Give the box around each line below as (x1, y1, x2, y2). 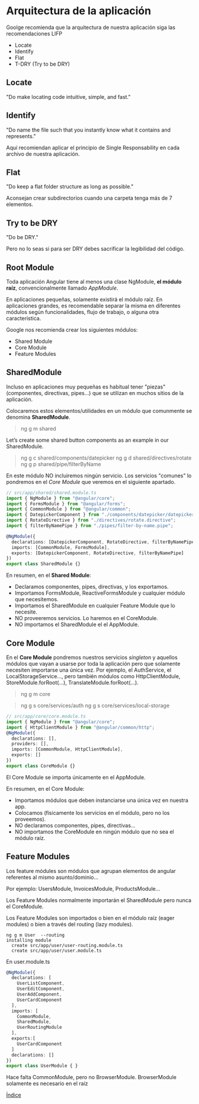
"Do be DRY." (6, 234, 38, 241)
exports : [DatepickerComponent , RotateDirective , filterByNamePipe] (11, 550, 184, 556)
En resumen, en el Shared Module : (6, 572, 92, 579)
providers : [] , (11, 741, 49, 747)
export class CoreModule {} (6, 763, 76, 769)
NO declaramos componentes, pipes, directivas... (14, 821, 136, 829)
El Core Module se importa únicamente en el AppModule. (6, 774, 146, 781)
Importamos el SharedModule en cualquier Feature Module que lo (14, 602, 176, 609)
